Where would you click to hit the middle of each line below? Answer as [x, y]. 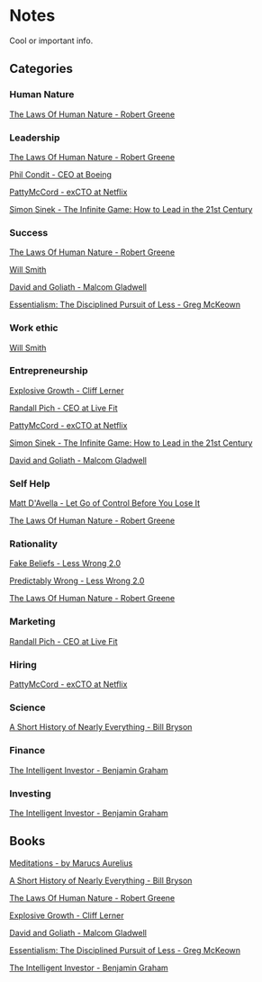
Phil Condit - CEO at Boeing [61, 174]
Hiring [23, 664]
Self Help [30, 483]
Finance [27, 751]
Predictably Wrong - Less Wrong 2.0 [77, 581]
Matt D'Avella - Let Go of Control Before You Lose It [105, 503]
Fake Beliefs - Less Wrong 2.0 [65, 563]
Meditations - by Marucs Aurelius [71, 863]
